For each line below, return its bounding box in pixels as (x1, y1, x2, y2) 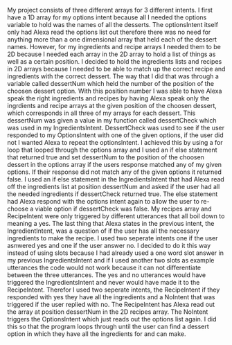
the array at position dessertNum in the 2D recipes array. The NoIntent (7, 308, 208, 316)
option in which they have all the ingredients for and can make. (7, 330, 186, 338)
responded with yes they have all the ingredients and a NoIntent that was (7, 293, 215, 301)
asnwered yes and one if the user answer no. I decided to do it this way (7, 242, 211, 249)
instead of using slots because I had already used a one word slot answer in (7, 249, 224, 257)
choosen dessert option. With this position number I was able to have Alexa (7, 87, 222, 95)
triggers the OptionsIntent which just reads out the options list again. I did (7, 315, 217, 323)
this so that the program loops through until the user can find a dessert (7, 322, 209, 330)
